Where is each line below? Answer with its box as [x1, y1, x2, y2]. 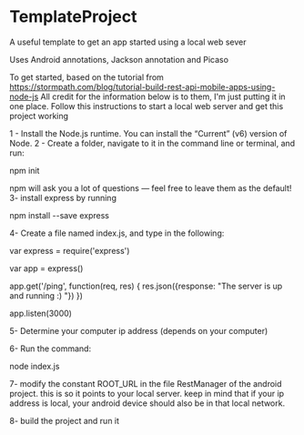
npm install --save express [9, 209, 109, 220]
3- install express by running [9, 192, 117, 203]
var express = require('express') [9, 245, 130, 256]
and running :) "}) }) [9, 289, 84, 301]
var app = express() [9, 262, 84, 274]
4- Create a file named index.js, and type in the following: [9, 228, 225, 238]
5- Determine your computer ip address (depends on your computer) [9, 325, 269, 336]
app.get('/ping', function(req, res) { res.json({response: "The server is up [9, 280, 283, 291]
